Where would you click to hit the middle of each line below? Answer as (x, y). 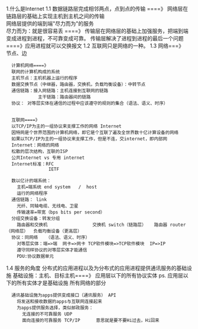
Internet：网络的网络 (35, 145)
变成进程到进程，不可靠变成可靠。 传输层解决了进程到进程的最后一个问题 (95, 38)
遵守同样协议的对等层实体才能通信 (52, 250)
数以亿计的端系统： (31, 181)
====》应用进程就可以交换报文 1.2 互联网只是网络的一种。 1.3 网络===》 (95, 46)
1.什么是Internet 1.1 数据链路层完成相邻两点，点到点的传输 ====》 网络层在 (97, 9)
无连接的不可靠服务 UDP (47, 314)
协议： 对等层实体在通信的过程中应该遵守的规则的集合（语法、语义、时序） (90, 103)
